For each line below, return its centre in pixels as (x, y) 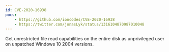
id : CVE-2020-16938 (26, 10)
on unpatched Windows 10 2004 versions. (50, 44)
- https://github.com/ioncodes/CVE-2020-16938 (65, 19)
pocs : (11, 15)
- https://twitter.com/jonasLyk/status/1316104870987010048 (79, 24)
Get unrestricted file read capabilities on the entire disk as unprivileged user (85, 39)
